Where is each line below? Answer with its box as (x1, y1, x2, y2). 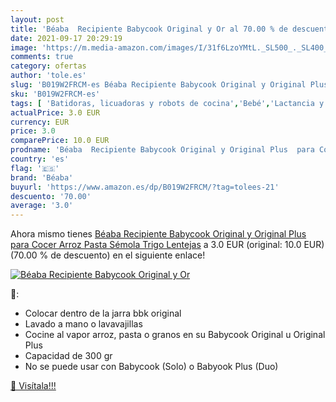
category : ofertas (10, 61, 87, 71)
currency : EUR (10, 117, 70, 127)
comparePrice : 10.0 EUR (10, 136, 110, 146)
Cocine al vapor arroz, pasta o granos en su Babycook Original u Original (24, 329, 326, 341)
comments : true (10, 52, 74, 62)
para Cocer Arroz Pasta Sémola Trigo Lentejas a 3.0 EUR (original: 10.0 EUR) (10, 239, 325, 251)
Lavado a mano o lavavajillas (24, 318, 143, 330)
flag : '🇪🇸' (10, 163, 60, 173)
